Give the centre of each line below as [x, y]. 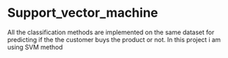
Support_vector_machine [83, 13]
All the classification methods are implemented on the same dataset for [111, 32]
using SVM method [35, 47]
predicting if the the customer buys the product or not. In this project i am [114, 39]
